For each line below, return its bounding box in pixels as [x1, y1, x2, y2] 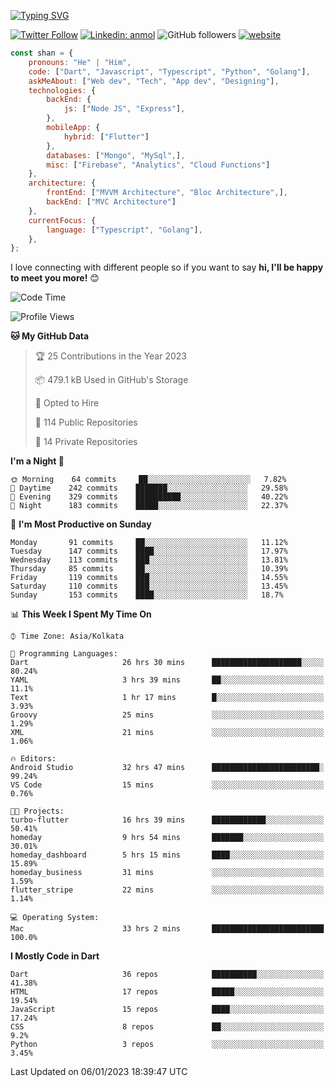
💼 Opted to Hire [34, 397, 100, 409]
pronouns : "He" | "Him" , [28, 57, 132, 67]
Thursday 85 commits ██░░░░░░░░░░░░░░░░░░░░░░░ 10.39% [10, 564, 288, 574]
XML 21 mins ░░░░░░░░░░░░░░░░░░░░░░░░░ [10, 728, 325, 738]
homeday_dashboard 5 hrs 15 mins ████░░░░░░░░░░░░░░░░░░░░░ [10, 850, 325, 860]
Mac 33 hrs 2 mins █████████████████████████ [10, 924, 325, 934]
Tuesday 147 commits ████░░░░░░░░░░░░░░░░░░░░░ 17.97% [10, 546, 288, 557]
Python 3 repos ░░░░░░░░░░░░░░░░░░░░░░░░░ [10, 1040, 325, 1050]
